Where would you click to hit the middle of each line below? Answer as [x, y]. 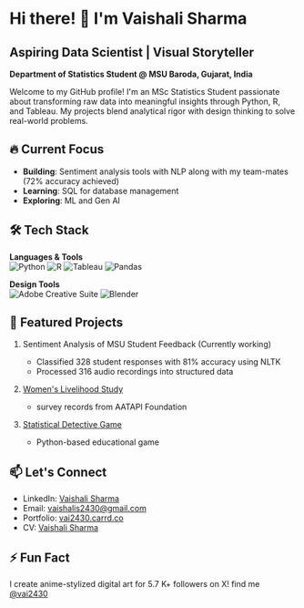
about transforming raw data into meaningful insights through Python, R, [145, 101]
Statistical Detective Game [72, 425]
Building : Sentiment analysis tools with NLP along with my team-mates [155, 171]
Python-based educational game [97, 442]
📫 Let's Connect [58, 472]
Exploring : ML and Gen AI [71, 201]
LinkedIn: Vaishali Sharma [71, 499]
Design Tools [35, 284]
